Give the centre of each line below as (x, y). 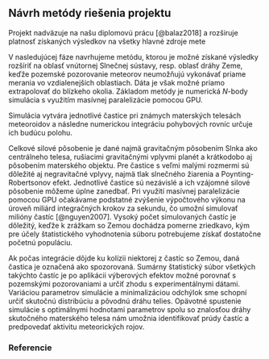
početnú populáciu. (40, 242)
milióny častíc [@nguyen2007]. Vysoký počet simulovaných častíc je (122, 216)
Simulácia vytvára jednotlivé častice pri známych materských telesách (125, 115)
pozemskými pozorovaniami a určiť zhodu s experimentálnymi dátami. (124, 284)
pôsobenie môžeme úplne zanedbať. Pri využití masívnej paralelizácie (124, 191)
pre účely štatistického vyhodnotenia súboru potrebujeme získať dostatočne (135, 234)
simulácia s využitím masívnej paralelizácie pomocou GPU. (106, 99)
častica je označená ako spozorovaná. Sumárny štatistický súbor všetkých (132, 266)
